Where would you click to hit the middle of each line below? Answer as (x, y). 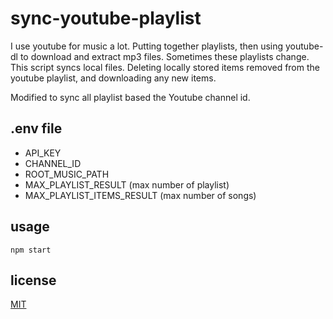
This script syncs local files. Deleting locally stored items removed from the (165, 67)
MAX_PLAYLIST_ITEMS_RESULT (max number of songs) (140, 195)
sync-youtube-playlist (106, 18)
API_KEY (43, 153)
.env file (36, 128)
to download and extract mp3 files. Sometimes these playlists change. (164, 56)
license (33, 280)
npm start (31, 250)
